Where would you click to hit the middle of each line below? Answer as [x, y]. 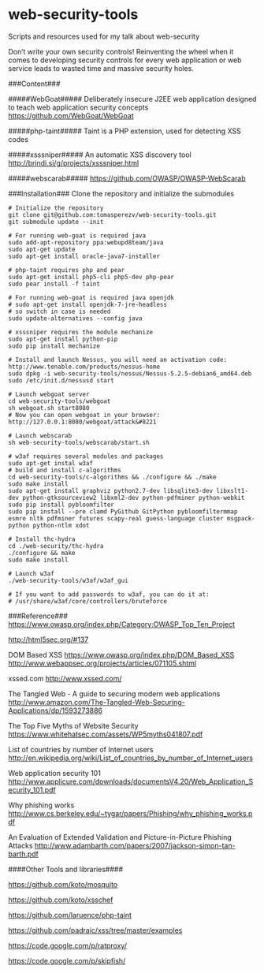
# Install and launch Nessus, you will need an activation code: [117, 360]
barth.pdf [24, 854]
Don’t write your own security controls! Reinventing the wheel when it [121, 51]
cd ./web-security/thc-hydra [56, 546]
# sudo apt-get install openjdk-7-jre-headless [88, 304]
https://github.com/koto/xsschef [61, 900]
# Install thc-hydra [42, 539]
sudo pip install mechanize [54, 346]
